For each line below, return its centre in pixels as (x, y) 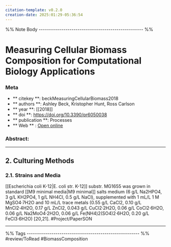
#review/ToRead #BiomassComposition (47, 239)
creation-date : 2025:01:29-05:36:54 (44, 15)
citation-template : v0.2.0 (34, 10)
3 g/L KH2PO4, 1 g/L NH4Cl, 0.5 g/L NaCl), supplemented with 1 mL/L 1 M (82, 197)
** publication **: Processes (42, 120)
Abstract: (17, 139)
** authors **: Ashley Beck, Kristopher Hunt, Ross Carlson (74, 104)
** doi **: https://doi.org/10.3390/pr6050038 (60, 115)
